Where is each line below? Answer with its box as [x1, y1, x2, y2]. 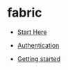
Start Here [17, 28, 47, 36]
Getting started [17, 54, 61, 63]
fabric [7, 5, 43, 21]
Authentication [17, 41, 60, 49]
